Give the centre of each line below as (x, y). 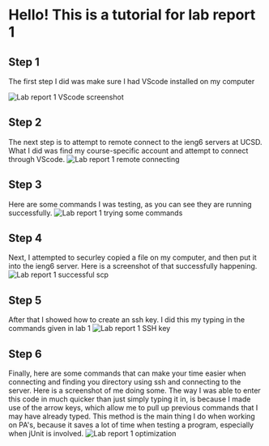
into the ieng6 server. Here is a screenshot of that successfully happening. (133, 266)
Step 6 (25, 354)
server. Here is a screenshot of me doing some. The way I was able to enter (134, 391)
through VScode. (37, 159)
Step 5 (25, 300)
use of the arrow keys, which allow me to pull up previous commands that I (133, 408)
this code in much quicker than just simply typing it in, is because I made (130, 399)
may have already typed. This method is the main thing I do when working (132, 416)
